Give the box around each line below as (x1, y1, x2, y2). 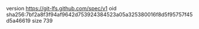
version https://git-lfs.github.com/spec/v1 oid (6, 5, 117, 12)
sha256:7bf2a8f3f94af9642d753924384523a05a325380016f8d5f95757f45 (6, 11, 193, 18)
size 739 (31, 17, 53, 24)
